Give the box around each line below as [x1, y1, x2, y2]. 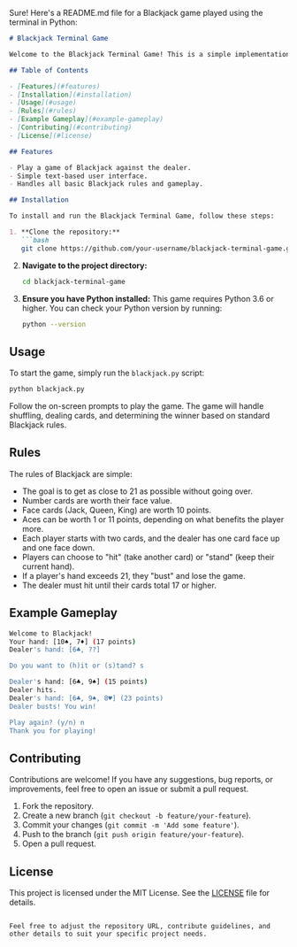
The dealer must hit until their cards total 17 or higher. [21, 580, 217, 590]
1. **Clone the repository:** [9, 227, 121, 236]
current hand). [21, 561, 75, 572]
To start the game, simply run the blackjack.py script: [9, 367, 205, 379]
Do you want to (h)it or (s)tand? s [9, 661, 144, 671]
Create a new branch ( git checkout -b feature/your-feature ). [21, 810, 252, 821]
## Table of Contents [9, 65, 89, 74]
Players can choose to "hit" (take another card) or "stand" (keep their [21, 551, 275, 562]
